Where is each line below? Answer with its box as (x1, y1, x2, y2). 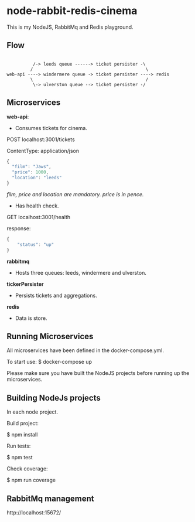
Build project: (6, 420, 39, 427)
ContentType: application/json (6, 147, 80, 154)
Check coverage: (6, 465, 49, 472)
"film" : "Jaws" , (12, 164, 52, 170)
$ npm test (6, 454, 33, 461)
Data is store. (15, 315, 47, 322)
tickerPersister (6, 280, 44, 288)
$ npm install (6, 431, 38, 438)
